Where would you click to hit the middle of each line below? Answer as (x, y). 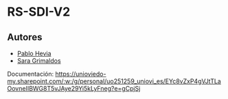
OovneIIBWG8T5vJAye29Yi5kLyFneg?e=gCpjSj (74, 88)
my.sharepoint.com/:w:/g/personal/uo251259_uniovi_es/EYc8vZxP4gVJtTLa (114, 81)
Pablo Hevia (34, 53)
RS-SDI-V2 (39, 12)
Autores (25, 37)
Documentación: (31, 74)
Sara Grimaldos (39, 61)
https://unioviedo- (81, 74)
